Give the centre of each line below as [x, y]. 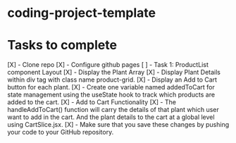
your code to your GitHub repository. [61, 132]
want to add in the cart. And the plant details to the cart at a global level [111, 117]
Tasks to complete [62, 45]
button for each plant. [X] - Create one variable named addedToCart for [111, 87]
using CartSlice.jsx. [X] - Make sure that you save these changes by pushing [118, 125]
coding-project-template [82, 13]
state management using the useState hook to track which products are [111, 95]
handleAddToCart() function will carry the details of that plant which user [113, 110]
